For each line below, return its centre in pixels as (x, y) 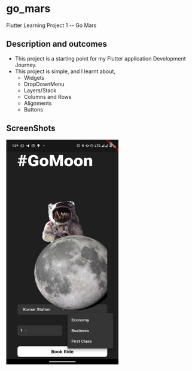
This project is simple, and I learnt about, (65, 71)
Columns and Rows (48, 96)
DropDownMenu (44, 84)
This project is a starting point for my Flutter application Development (100, 58)
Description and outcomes (57, 44)
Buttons (33, 109)
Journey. (26, 65)
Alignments (38, 103)
